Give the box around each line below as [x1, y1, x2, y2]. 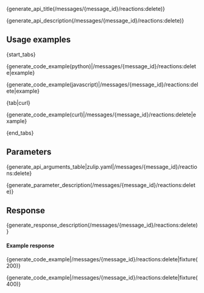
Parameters [6, 147, 52, 157]
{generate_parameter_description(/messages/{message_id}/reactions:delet [6, 181, 196, 188]
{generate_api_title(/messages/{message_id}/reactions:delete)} [6, 5, 166, 12]
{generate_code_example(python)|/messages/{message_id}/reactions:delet [6, 62, 197, 69]
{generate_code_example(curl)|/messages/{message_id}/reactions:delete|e [6, 111, 197, 118]
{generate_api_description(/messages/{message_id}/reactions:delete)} [6, 17, 185, 24]
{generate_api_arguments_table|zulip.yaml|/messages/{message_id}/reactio [6, 163, 198, 170]
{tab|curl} [6, 99, 30, 106]
